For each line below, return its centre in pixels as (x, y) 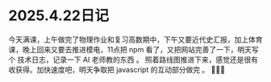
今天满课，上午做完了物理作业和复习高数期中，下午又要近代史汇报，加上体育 (135, 39)
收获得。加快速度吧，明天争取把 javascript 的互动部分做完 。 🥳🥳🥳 (117, 69)
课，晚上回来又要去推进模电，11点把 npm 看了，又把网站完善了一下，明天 (130, 49)
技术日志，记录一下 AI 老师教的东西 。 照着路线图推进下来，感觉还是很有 (138, 59)
